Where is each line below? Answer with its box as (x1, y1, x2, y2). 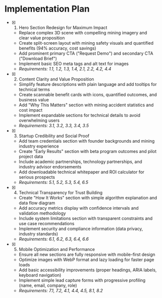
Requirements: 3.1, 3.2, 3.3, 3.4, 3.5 (18, 122, 89, 128)
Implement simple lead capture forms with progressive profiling (18, 277, 146, 283)
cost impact (18, 107, 43, 113)
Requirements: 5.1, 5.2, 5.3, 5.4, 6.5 (18, 179, 88, 185)
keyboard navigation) (18, 272, 62, 278)
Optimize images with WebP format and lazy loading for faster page (18, 256, 155, 263)
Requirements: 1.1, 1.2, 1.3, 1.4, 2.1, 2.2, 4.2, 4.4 (18, 66, 112, 71)
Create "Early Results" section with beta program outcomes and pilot (18, 148, 157, 154)
